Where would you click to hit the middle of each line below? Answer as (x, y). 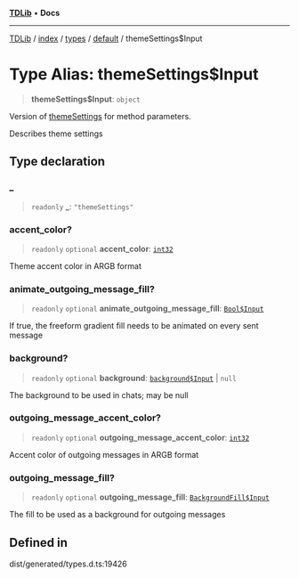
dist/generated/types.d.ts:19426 (68, 564)
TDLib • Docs (35, 13)
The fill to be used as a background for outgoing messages (117, 515)
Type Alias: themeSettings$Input (134, 74)
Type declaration (57, 162)
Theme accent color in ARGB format (76, 265)
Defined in (39, 542)
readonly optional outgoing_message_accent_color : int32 (140, 437)
